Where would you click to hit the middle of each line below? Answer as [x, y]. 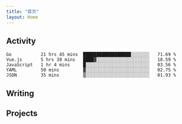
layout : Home [22, 17]
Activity [21, 41]
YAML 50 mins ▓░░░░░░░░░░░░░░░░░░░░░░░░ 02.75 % [91, 70]
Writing [20, 93]
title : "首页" [23, 12]
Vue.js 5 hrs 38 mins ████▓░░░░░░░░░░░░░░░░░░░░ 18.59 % [91, 60]
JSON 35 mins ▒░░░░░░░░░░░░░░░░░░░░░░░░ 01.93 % [91, 75]
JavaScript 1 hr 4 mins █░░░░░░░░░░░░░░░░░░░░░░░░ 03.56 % [91, 65]
